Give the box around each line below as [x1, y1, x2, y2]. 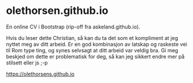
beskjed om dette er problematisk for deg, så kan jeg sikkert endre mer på [6, 53, 185, 60]
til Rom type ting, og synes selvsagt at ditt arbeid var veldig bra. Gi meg [6, 46, 178, 53]
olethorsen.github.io [6, 4, 109, 17]
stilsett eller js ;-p [6, 59, 48, 66]
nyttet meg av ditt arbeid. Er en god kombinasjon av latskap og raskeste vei [6, 41, 187, 48]
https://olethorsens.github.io [6, 70, 75, 77]
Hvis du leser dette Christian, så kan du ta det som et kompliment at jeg [6, 34, 178, 41]
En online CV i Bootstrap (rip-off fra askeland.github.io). [6, 23, 140, 30]
